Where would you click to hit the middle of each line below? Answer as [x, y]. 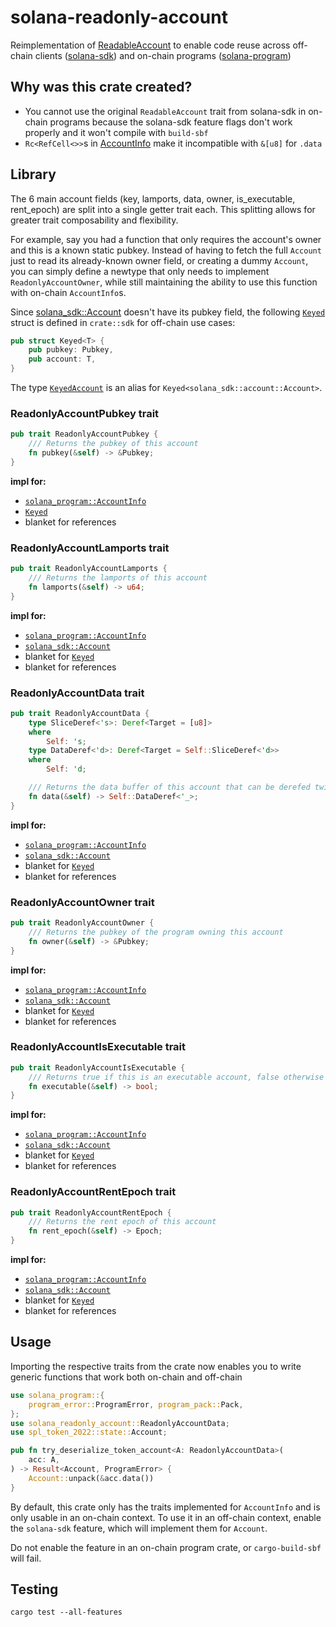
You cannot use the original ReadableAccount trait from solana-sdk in [165, 111]
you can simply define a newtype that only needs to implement [140, 271]
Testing [34, 1589]
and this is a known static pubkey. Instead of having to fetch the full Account [166, 250]
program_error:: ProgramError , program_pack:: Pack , [136, 1404]
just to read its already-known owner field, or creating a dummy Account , [159, 260]
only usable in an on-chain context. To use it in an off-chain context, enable [166, 1517]
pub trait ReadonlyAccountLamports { [89, 569]
